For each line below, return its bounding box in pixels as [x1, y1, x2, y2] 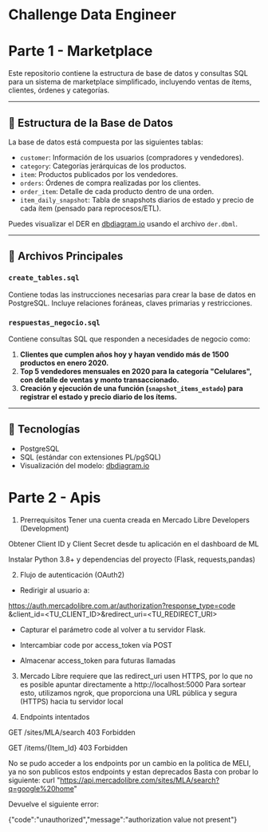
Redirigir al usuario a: [19, 585, 90, 595]
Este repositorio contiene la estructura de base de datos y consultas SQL [8, 69, 249, 78]
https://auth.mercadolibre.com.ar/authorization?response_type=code [8, 601, 236, 610]
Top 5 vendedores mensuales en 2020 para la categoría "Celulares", [19, 366, 252, 376]
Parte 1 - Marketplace [8, 42, 153, 61]
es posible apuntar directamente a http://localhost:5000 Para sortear [19, 680, 246, 689]
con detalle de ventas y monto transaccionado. [19, 375, 179, 384]
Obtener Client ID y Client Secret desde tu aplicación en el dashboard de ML [8, 538, 259, 548]
